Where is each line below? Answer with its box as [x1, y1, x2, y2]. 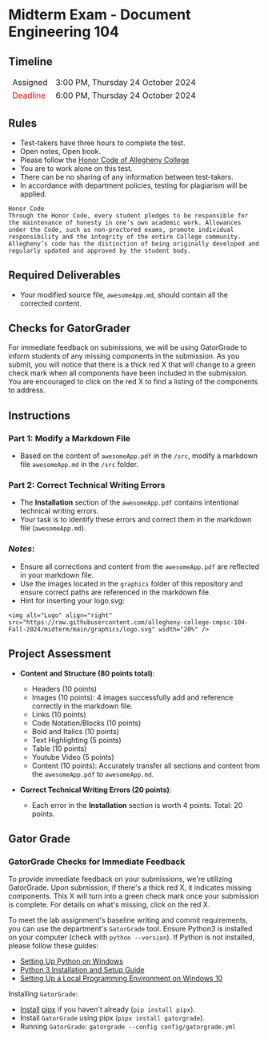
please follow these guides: [8, 941, 99, 951]
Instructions [8, 408, 70, 422]
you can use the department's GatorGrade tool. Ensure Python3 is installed [8, 924, 253, 934]
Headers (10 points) [31, 684, 98, 693]
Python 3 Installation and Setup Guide [19, 965, 146, 975]
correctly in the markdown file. [31, 700, 134, 711]
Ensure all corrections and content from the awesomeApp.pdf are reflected [19, 562, 260, 571]
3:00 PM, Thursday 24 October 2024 [55, 77, 196, 87]
